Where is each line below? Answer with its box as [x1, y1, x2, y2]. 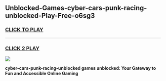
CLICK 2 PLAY [5, 45, 40, 52]
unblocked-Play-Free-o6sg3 [5, 12, 95, 20]
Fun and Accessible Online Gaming [5, 70, 79, 76]
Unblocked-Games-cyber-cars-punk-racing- [5, 4, 147, 12]
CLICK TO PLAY [5, 27, 43, 33]
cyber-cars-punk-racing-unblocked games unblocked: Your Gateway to [5, 65, 156, 71]
